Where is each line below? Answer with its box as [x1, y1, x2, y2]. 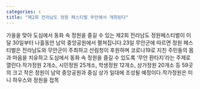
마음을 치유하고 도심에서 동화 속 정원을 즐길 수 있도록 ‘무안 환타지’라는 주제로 [12, 54, 191, 61]
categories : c [6, 8, 42, 15]
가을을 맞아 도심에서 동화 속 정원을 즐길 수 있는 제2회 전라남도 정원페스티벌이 [6, 31, 185, 39]
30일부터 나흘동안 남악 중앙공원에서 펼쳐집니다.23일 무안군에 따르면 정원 [12, 39, 183, 46]
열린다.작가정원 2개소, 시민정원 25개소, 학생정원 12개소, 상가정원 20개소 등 [6, 61, 181, 69]
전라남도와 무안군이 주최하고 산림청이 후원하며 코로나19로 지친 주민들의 [22, 46, 187, 54]
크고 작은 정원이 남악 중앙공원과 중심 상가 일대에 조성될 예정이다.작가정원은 [12, 69, 187, 76]
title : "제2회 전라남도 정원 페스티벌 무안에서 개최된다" [6, 14, 129, 20]
